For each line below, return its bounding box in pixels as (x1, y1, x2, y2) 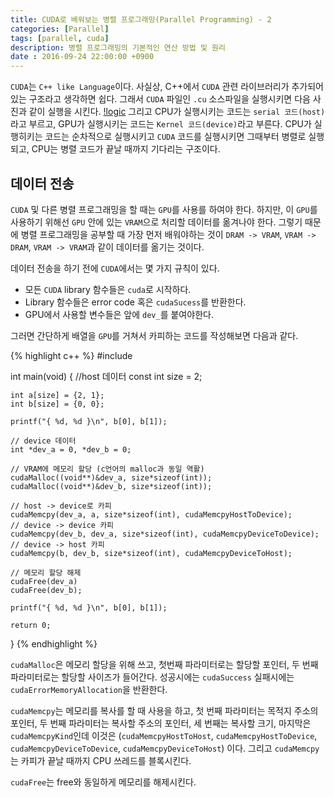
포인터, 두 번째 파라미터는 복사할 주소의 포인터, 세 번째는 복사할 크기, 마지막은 (10, 717, 312, 729)
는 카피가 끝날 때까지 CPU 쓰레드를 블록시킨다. (10, 754, 192, 766)
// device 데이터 (10, 436, 77, 446)
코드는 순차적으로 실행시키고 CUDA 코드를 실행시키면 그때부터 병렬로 (44, 131, 307, 143)
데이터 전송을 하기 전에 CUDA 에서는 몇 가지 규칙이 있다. (10, 262, 220, 274)
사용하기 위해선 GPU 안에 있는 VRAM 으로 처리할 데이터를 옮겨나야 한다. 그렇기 (10, 216, 303, 228)
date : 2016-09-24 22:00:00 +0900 (10, 52, 155, 62)
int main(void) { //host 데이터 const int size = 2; (10, 370, 203, 382)
